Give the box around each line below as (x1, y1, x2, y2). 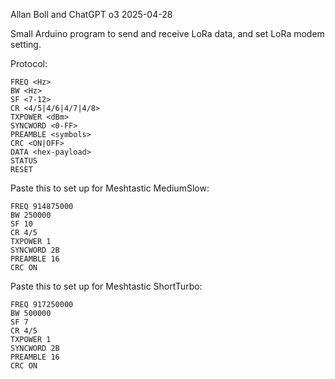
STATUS (10, 156, 38, 166)
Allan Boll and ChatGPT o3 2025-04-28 (10, 9, 173, 20)
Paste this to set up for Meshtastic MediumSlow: (10, 182, 210, 194)
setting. (10, 39, 42, 50)
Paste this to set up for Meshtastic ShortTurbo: (10, 280, 203, 292)
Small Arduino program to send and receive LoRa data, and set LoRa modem (10, 28, 325, 39)
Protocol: (10, 58, 48, 69)
